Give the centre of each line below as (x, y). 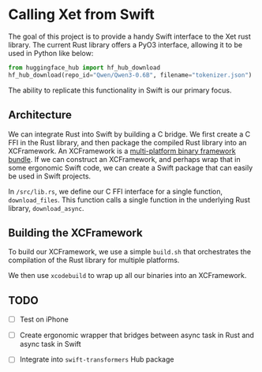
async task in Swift (50, 344)
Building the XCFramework (76, 233)
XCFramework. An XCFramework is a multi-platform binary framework (122, 151)
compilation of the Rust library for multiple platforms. (94, 260)
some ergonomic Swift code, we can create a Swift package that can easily (131, 167)
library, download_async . (46, 208)
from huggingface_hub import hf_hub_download (84, 68)
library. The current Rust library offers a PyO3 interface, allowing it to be (125, 44)
